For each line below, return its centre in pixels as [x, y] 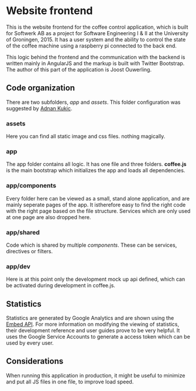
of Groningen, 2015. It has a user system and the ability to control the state [96, 39]
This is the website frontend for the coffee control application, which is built [97, 27]
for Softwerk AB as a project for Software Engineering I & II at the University [97, 33]
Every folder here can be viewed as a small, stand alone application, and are [98, 198]
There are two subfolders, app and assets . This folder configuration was [93, 102]
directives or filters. [30, 251]
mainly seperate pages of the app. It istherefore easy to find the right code [96, 205]
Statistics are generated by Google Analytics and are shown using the [90, 318]
